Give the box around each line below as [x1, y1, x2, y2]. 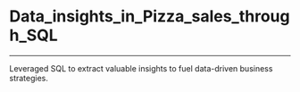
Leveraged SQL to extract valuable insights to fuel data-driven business [9, 63, 273, 73]
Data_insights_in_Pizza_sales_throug [9, 6, 290, 27]
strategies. [9, 72, 49, 83]
